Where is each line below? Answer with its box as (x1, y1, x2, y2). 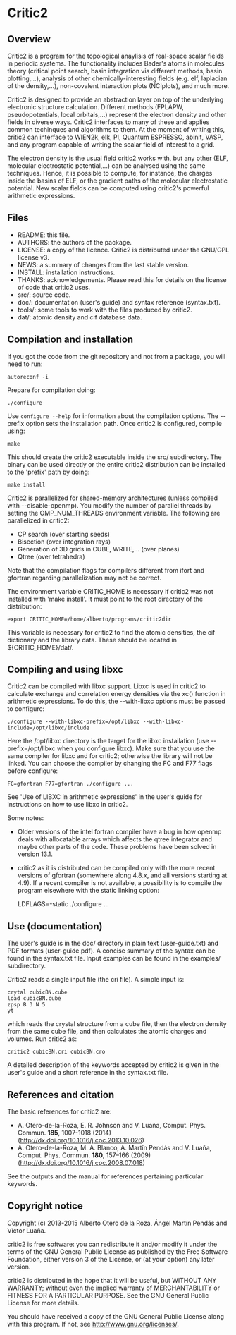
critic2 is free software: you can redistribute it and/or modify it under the (7, 1240, 218, 1248)
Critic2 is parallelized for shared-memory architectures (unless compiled (7, 494, 218, 502)
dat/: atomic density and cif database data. (17, 312, 142, 322)
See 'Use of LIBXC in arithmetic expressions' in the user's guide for (7, 793, 203, 801)
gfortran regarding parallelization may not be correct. (7, 573, 162, 582)
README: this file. (17, 231, 70, 239)
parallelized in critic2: (7, 516, 70, 525)
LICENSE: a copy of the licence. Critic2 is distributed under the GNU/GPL (17, 245, 230, 254)
